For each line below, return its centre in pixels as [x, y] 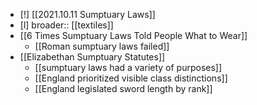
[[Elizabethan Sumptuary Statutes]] [92, 57]
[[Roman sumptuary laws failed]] [102, 46]
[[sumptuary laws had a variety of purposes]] [128, 67]
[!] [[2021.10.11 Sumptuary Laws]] [87, 14]
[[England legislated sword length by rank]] [123, 88]
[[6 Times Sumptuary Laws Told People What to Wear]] [133, 35]
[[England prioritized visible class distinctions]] [131, 78]
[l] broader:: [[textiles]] [66, 25]
